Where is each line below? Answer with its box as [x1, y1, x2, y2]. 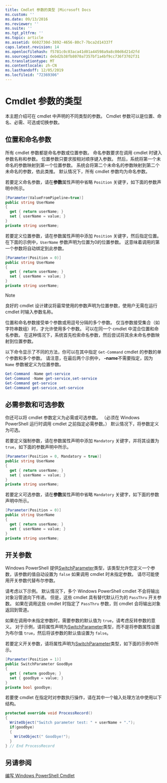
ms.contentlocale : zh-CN [5, 63, 57, 68]
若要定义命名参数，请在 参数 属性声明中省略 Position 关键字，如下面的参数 [5, 179, 157, 185]
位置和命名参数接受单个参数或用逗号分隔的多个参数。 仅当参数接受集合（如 [5, 319, 160, 325]
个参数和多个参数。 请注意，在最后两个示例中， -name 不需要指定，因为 [5, 355, 153, 361]
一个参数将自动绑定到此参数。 [5, 245, 66, 251]
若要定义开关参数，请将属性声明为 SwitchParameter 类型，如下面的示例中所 [5, 641, 159, 647]
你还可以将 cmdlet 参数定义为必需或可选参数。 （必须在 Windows [5, 415, 140, 421]
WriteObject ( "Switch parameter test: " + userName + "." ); [9, 720, 135, 725]
